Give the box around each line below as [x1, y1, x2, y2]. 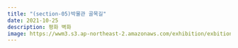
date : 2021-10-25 [7, 17, 59, 24]
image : [7, 30, 27, 37]
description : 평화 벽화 [7, 23, 72, 30]
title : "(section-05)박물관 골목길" [7, 10, 107, 18]
